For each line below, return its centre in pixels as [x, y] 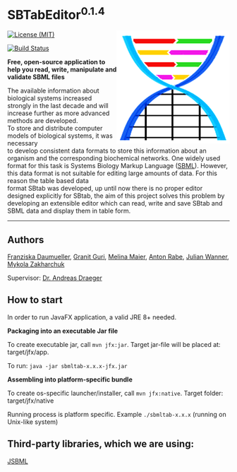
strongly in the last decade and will [58, 106]
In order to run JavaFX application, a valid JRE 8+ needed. [92, 317]
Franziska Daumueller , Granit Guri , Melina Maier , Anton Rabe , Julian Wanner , [118, 257]
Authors [26, 240]
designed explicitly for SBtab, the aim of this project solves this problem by [116, 196]
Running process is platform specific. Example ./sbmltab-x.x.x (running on [117, 414]
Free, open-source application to [56, 62]
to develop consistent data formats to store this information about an [107, 151]
